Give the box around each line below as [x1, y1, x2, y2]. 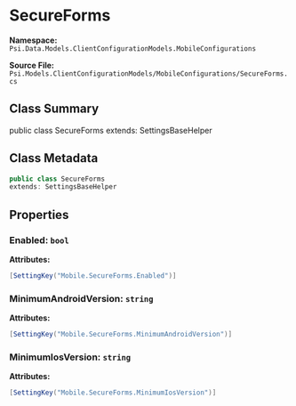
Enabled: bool [9, 233, 69, 246]
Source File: [9, 60, 55, 70]
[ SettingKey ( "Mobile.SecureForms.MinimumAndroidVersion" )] [9, 330, 233, 339]
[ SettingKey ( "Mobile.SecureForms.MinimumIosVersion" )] [9, 388, 217, 397]
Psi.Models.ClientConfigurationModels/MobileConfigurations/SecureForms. [9, 69, 289, 78]
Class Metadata [9, 150, 99, 166]
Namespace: [9, 35, 58, 45]
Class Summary [9, 101, 100, 117]
